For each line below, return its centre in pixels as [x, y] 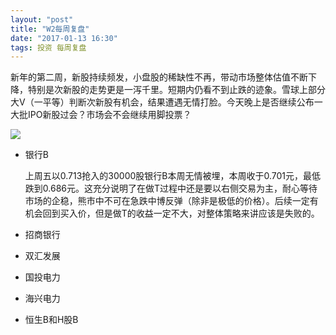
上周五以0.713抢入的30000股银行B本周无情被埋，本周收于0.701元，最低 [173, 176]
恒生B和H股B [51, 320]
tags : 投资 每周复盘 [48, 47]
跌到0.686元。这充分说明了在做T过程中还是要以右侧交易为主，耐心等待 [171, 188]
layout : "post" [42, 19]
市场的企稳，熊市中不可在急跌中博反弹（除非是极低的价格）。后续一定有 [171, 201]
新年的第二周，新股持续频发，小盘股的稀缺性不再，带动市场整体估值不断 [159, 77]
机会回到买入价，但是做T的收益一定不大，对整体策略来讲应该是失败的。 [172, 213]
